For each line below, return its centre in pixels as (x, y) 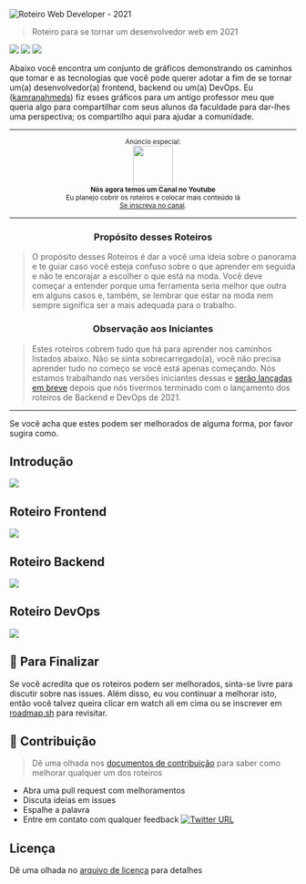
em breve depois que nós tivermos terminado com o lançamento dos (161, 387)
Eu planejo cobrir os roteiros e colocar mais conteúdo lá (153, 198)
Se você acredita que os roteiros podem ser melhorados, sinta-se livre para (151, 684)
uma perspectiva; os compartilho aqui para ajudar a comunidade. (132, 117)
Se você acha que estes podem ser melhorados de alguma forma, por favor (151, 423)
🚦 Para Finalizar (55, 662)
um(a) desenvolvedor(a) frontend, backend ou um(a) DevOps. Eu (131, 87)
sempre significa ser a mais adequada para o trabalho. (134, 305)
